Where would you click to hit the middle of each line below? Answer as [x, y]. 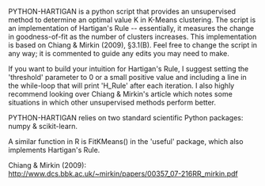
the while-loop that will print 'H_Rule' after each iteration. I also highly [121, 85]
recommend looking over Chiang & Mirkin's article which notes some [121, 94]
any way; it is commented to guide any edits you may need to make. [119, 53]
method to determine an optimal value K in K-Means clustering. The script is [132, 20]
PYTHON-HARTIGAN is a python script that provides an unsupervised [122, 11]
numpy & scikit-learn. [43, 126]
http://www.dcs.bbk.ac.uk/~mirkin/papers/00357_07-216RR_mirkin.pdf [123, 174]
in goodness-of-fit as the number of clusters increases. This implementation [132, 36]
